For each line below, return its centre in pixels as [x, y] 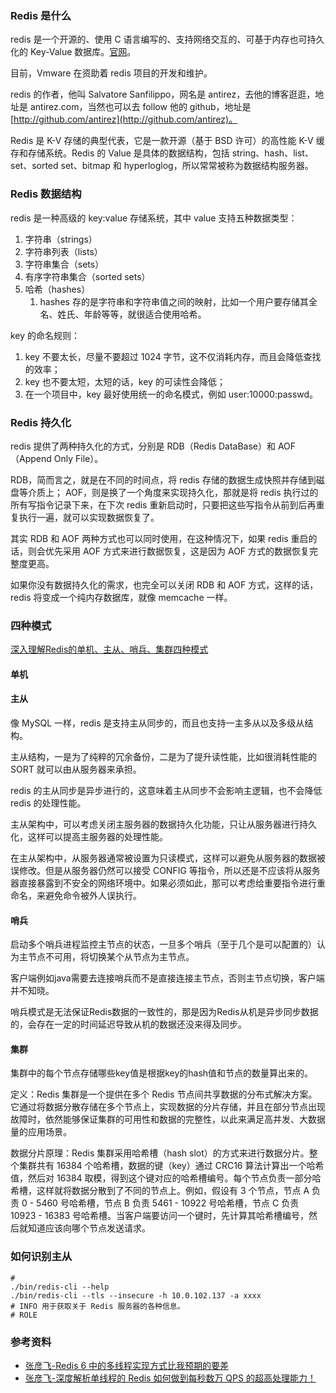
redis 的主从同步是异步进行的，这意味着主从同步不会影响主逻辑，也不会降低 [166, 790]
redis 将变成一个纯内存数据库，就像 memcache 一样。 [121, 597]
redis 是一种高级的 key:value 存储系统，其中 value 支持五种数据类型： [154, 218]
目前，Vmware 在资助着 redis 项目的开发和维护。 [111, 73]
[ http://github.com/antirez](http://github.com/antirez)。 [124, 119]
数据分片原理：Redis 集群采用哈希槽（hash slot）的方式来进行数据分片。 [160, 1153]
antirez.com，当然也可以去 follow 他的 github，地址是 [140, 107]
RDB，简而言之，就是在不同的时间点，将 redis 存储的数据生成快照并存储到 [163, 479]
